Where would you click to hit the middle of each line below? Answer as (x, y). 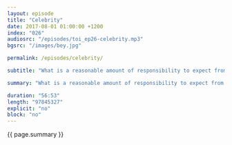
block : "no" (24, 115)
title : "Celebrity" (35, 20)
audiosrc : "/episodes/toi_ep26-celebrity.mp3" (75, 39)
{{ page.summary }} (36, 135)
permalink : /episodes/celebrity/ (55, 58)
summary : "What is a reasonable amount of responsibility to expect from (116, 83)
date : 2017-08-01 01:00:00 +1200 (55, 26)
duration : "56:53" (33, 95)
